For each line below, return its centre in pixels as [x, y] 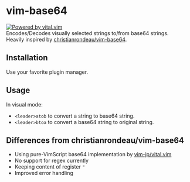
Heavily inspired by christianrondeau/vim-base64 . [67, 39]
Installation [27, 58]
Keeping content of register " [50, 167]
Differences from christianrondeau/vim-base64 [95, 140]
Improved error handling [44, 173]
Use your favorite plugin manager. [47, 72]
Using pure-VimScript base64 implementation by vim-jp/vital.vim [93, 154]
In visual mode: [24, 104]
